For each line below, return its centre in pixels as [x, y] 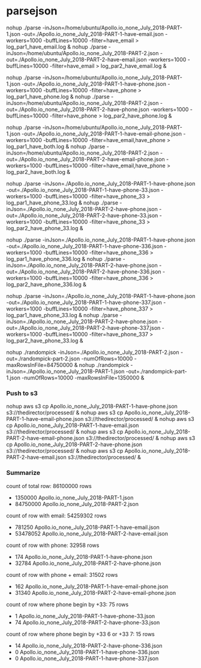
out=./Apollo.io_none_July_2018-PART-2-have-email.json [76, 59]
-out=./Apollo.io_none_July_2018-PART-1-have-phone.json [94, 84]
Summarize [23, 473]
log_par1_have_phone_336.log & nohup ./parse [64, 258]
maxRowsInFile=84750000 [40, 365]
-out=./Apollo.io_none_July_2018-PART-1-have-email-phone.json [102, 134]
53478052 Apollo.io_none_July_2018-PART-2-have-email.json [91, 533]
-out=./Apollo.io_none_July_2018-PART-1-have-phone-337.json [84, 302]
